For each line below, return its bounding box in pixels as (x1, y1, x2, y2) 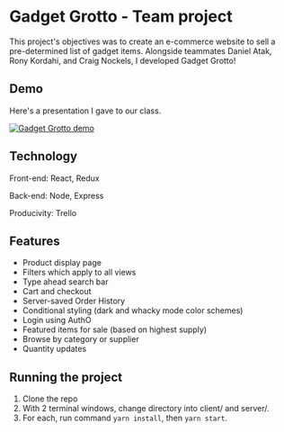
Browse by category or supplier (22, 334, 139, 345)
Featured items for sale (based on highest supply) (22, 324, 208, 335)
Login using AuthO (22, 315, 92, 326)
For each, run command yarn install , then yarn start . (22, 412, 227, 424)
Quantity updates (22, 344, 87, 355)
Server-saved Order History (22, 295, 126, 307)
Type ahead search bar (22, 276, 109, 287)
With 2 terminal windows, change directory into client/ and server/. (22, 403, 270, 414)
